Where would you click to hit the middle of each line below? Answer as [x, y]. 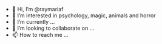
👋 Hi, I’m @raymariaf [38, 9]
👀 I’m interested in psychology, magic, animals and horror [84, 15]
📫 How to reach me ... [40, 35]
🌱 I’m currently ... [33, 22]
